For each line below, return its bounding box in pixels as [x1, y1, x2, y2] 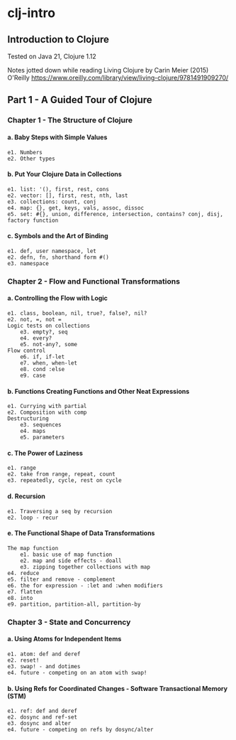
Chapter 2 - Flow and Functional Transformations [7, 276, 181, 286]
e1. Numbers [7, 149, 43, 156]
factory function [7, 217, 59, 224]
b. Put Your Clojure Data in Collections [7, 170, 122, 178]
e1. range [7, 464, 37, 472]
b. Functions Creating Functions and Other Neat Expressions [7, 387, 190, 395]
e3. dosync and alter [7, 720, 72, 727]
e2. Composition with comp [7, 409, 87, 417]
